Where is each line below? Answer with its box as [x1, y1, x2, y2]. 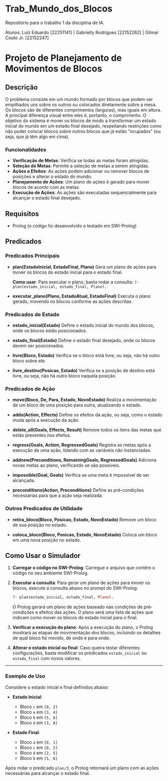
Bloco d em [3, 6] [19, 719, 58, 726]
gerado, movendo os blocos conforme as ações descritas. [12, 298, 133, 304]
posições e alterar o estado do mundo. [12, 174, 92, 180]
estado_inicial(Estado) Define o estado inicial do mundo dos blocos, [12, 322, 154, 328]
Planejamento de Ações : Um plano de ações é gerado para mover [12, 179, 150, 185]
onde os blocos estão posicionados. [12, 327, 87, 334]
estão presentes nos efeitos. [12, 432, 71, 438]
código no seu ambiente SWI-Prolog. [12, 570, 89, 576]
